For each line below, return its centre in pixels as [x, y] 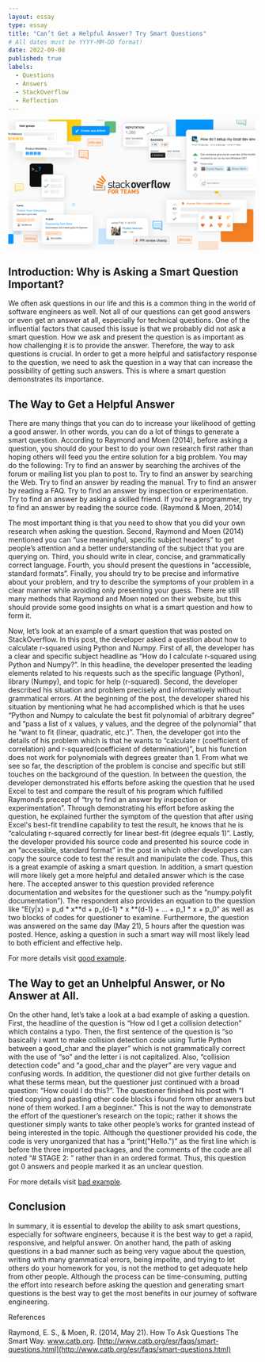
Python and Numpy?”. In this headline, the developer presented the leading [130, 665]
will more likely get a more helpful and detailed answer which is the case [126, 876]
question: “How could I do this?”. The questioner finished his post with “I [126, 1091]
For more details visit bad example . [65, 1182]
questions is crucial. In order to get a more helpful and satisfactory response [133, 354]
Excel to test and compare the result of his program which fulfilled [116, 791]
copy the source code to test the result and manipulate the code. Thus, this [131, 859]
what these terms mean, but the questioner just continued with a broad [124, 1082]
